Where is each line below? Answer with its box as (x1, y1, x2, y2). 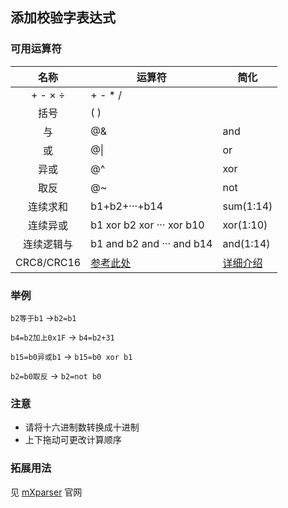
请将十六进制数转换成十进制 (24, 421, 140, 433)
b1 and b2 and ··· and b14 (90, 236, 213, 250)
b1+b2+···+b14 (90, 199, 164, 213)
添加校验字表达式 (10, 9, 116, 27)
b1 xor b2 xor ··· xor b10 (90, 218, 205, 232)
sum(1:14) (222, 199, 273, 213)
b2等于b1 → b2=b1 (10, 311, 77, 323)
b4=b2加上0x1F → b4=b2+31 (10, 331, 115, 343)
